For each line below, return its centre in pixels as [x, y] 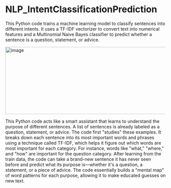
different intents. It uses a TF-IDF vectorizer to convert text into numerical [82, 29]
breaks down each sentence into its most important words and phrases [80, 137]
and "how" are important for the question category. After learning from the [83, 153]
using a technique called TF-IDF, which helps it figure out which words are [83, 143]
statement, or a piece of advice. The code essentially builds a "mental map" [85, 170]
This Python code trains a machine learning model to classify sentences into [85, 23]
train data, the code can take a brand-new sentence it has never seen [78, 159]
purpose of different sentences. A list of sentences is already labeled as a [82, 126]
